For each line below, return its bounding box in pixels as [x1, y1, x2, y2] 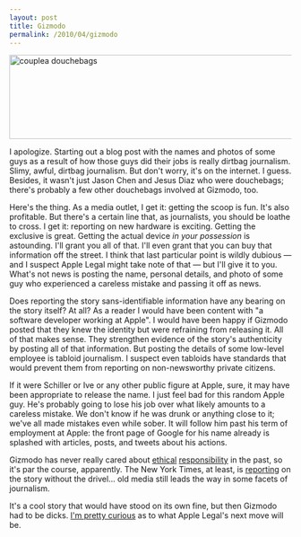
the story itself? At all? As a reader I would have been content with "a [9, 305, 264, 316]
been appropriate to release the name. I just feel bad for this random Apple [9, 390, 285, 401]
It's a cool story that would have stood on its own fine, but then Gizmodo [9, 500, 278, 512]
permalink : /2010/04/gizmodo [9, 30, 118, 39]
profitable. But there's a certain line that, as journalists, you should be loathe [9, 212, 291, 223]
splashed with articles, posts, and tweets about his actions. [9, 437, 228, 448]
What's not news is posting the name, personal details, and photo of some [9, 268, 284, 279]
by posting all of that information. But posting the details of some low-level [9, 343, 285, 355]
